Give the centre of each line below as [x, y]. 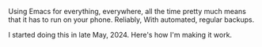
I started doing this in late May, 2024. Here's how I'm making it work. [120, 35]
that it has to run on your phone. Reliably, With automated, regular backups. [131, 20]
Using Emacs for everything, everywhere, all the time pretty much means [127, 11]
